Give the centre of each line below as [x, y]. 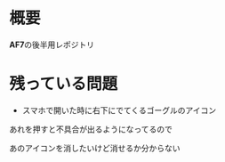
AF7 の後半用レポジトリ [52, 45]
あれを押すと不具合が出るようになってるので [91, 129]
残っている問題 [64, 84]
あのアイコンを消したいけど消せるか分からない [95, 148]
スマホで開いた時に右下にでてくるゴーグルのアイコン [119, 110]
